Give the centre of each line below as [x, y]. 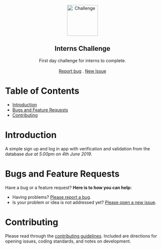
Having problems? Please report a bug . [52, 197]
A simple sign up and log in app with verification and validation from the [78, 148]
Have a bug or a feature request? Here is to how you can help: [68, 187]
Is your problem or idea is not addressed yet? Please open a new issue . [84, 202]
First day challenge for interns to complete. [82, 60]
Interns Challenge [82, 49]
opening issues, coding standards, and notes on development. [68, 241]
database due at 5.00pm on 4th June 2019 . [49, 154]
